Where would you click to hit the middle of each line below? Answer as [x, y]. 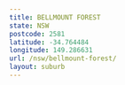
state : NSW [29, 26]
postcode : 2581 [37, 34]
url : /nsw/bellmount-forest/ [63, 58]
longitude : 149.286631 [51, 50]
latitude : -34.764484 [49, 42]
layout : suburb [37, 67]
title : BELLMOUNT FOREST [55, 17]
